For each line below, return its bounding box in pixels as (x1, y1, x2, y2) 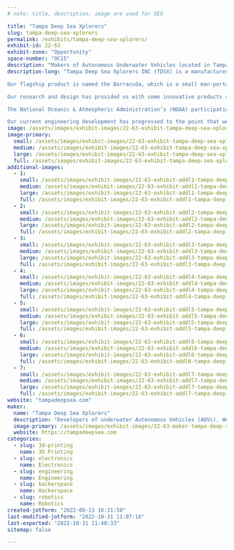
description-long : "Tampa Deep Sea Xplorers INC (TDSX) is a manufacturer (7, 68, 229, 75)
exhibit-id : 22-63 (7, 42, 61, 49)
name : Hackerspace (19, 487, 73, 494)
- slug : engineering (13, 468, 73, 475)
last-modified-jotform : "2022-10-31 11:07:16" (7, 513, 145, 520)
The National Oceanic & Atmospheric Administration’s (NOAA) (7, 106, 189, 113)
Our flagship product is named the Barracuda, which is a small (7, 81, 198, 88)
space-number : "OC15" (7, 55, 70, 63)
